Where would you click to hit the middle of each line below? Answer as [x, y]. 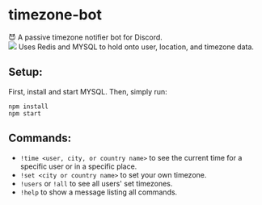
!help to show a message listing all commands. [99, 192]
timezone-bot [55, 15]
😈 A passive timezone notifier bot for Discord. [86, 37]
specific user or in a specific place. [78, 166]
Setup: [25, 72]
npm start [25, 113]
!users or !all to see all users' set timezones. [96, 183]
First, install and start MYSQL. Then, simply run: [88, 91]
